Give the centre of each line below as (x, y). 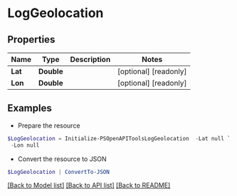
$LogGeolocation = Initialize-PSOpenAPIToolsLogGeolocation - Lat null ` (119, 138)
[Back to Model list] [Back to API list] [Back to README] (89, 185)
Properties (31, 40)
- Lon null (25, 145)
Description (90, 60)
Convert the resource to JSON (62, 159)
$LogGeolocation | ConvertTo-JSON (59, 172)
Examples (30, 108)
